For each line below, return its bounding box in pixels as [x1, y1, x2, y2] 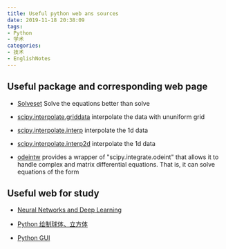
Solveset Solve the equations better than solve [17, 99, 150, 107]
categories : [7, 42, 41, 49]
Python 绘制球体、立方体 [17, 220, 88, 228]
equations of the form [17, 167, 79, 176]
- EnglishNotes [7, 55, 51, 62]
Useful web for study [7, 187, 100, 199]
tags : [7, 23, 23, 30]
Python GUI [17, 234, 50, 242]
